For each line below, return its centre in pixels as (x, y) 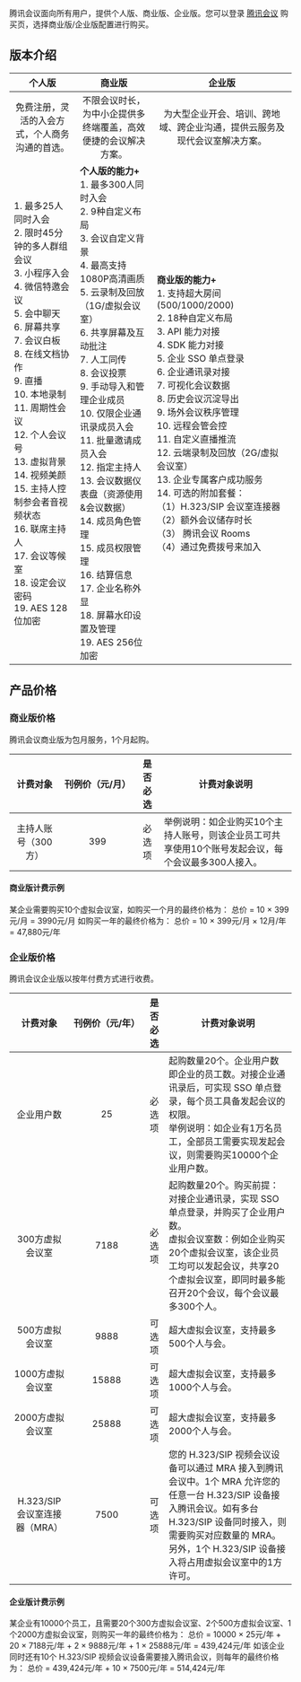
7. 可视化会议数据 (193, 385)
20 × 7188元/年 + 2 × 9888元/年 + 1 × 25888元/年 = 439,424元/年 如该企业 (147, 1646)
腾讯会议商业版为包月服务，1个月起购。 (82, 740)
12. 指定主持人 (111, 467)
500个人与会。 (200, 1343)
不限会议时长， (114, 100)
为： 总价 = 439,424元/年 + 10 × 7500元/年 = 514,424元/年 (117, 1669)
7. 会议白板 (37, 340)
